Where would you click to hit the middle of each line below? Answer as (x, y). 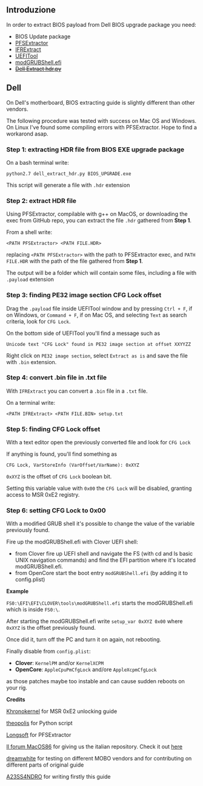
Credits (16, 700)
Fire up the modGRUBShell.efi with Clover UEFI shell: (72, 542)
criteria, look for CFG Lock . (38, 321)
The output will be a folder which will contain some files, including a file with (101, 273)
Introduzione (31, 10)
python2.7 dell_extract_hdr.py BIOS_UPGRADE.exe (69, 174)
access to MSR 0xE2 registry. (43, 495)
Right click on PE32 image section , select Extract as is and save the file (97, 356)
